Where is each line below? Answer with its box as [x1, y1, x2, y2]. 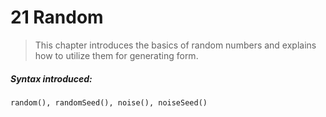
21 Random [10, 6, 104, 29]
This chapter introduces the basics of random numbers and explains [34, 39, 317, 51]
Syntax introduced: [10, 72, 93, 85]
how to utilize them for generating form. [34, 49, 199, 61]
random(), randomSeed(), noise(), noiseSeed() [10, 97, 208, 108]
